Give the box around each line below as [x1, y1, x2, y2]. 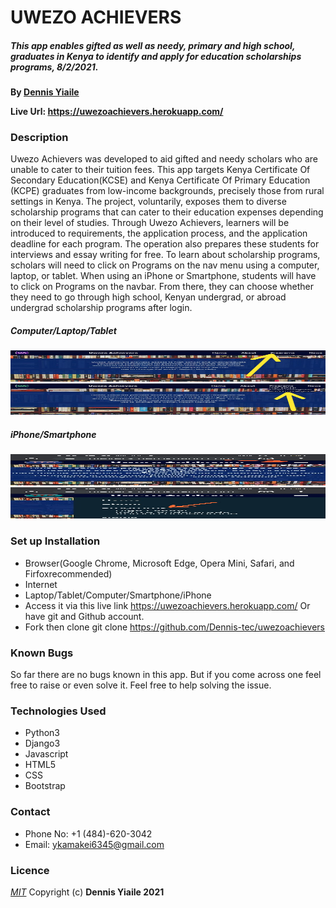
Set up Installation [10, 534, 101, 548]
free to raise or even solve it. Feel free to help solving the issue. [10, 679, 272, 691]
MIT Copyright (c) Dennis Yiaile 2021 [10, 886, 165, 898]
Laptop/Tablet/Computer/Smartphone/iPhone [24, 589, 212, 601]
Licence [10, 863, 50, 877]
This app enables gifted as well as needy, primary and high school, [10, 39, 296, 51]
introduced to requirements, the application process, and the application [10, 227, 308, 240]
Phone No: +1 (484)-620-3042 [24, 827, 153, 840]
